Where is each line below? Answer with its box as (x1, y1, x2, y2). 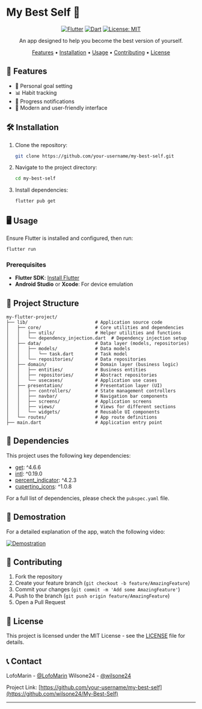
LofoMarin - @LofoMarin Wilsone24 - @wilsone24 (6, 672, 131, 679)
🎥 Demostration (6, 512, 66, 522)
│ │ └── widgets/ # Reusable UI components (6, 409, 161, 415)
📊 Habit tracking (14, 89, 57, 96)
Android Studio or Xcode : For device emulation (14, 280, 133, 288)
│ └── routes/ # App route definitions (6, 414, 158, 420)
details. (6, 638, 25, 646)
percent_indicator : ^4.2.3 (14, 476, 77, 484)
